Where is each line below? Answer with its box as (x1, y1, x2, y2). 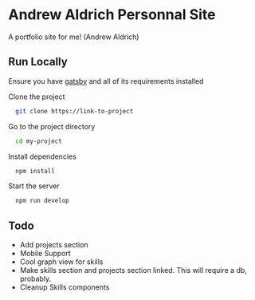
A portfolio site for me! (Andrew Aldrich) (8, 32, 139, 41)
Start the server (8, 181, 60, 191)
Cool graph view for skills (19, 257, 104, 266)
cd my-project (15, 137, 62, 145)
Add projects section (19, 240, 89, 250)
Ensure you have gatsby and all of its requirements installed (8, 76, 204, 85)
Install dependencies (8, 152, 77, 161)
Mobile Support (19, 249, 72, 259)
